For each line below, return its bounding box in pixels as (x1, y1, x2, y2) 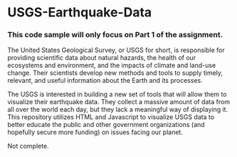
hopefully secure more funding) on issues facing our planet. (7, 128, 184, 136)
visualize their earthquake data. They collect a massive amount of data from (7, 98, 230, 106)
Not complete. (7, 142, 49, 151)
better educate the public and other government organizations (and (7, 121, 205, 129)
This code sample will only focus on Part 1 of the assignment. (7, 30, 223, 40)
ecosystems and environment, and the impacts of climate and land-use (7, 61, 216, 70)
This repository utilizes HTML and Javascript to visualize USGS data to (7, 113, 215, 121)
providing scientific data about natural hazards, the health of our (7, 54, 196, 62)
